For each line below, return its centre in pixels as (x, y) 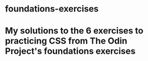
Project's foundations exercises (70, 51)
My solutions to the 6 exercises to (74, 31)
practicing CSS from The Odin (66, 41)
